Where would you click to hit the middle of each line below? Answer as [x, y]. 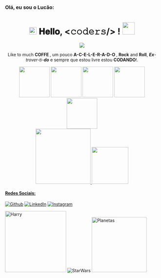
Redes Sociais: [20, 193]
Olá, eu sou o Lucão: [30, 7]
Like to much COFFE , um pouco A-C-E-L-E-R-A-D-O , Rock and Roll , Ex [81, 54]
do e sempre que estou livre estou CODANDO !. [91, 60]
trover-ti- [35, 60]
